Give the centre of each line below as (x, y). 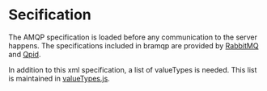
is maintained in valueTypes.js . (59, 78)
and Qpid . (25, 54)
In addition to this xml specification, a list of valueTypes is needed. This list (133, 69)
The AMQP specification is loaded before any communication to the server (133, 37)
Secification (50, 15)
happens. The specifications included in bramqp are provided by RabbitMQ (133, 45)
